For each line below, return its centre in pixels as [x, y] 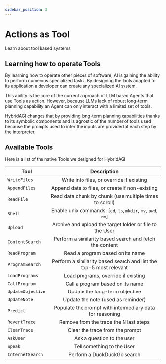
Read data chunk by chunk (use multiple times [104, 196]
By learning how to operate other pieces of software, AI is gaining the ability [83, 75]
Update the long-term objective [104, 292]
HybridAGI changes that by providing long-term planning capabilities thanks [83, 116]
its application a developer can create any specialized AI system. [71, 86]
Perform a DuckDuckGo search [104, 355]
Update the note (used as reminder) [104, 300]
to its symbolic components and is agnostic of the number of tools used [78, 121]
